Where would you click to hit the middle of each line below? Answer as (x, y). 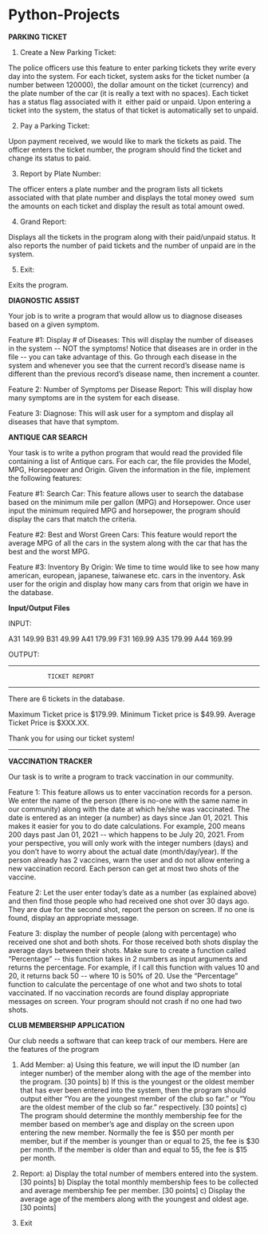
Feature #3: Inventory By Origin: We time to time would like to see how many (134, 567)
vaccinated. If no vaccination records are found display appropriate (119, 993)
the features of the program (54, 1049)
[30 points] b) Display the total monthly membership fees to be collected (139, 1182)
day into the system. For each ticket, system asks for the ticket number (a (129, 76)
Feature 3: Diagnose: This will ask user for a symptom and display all (121, 413)
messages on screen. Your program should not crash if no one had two (125, 1001)
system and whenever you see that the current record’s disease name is (127, 365)
